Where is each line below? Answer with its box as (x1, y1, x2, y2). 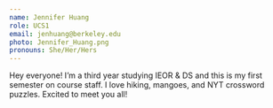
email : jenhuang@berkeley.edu (9, 29, 122, 38)
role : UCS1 (9, 21, 50, 30)
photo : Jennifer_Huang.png (9, 37, 109, 47)
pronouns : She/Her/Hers (9, 46, 98, 55)
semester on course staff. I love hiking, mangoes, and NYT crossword (9, 80, 265, 90)
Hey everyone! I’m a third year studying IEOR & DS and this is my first (9, 70, 262, 81)
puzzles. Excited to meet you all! (9, 89, 128, 100)
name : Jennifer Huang (9, 12, 90, 22)
